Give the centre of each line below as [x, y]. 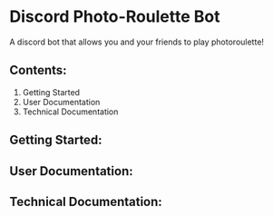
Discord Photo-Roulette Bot [115, 17]
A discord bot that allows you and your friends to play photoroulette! [137, 42]
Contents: [38, 70]
